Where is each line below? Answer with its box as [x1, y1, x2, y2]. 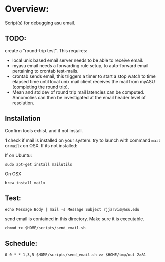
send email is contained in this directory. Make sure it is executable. [5, 216, 145, 222]
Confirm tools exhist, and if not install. [5, 127, 83, 133]
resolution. [12, 100, 35, 106]
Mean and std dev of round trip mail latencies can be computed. [12, 89, 145, 95]
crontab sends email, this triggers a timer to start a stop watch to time [12, 73, 156, 79]
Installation [5, 114, 41, 123]
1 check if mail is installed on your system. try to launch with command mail [5, 137, 161, 143]
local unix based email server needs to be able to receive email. [12, 57, 144, 63]
